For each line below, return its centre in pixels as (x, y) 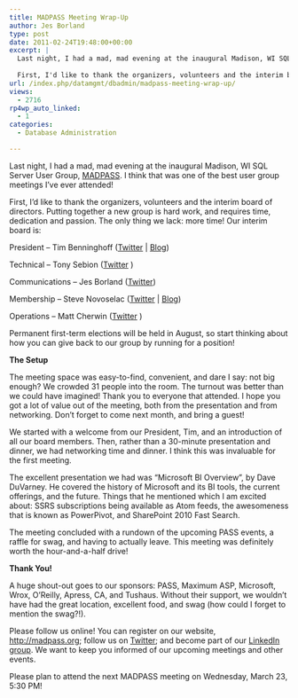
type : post (29, 34)
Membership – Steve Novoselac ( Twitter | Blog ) (95, 299)
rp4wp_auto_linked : (45, 108)
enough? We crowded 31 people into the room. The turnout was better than (146, 386)
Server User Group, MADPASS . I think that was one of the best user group (144, 175)
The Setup (29, 359)
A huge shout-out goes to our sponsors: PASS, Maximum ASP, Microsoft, (143, 585)
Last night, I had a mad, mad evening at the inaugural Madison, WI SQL (139, 166)
